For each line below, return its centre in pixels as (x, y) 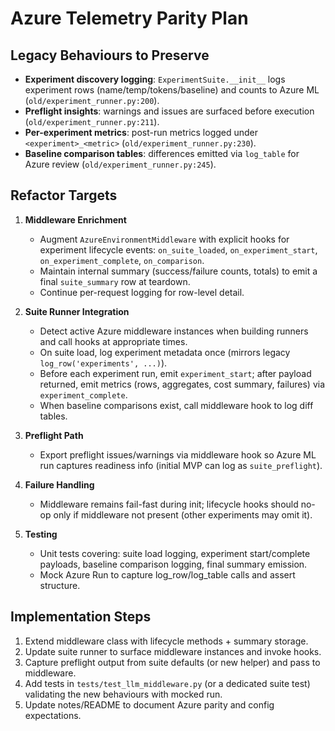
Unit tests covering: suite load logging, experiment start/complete (175, 553)
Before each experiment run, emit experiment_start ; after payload (175, 373)
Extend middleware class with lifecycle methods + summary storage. (166, 641)
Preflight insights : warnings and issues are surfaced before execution (169, 111)
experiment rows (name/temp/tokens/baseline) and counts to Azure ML (172, 90)
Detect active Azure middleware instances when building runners (174, 331)
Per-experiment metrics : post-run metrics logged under (141, 132)
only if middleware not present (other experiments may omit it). (183, 514)
